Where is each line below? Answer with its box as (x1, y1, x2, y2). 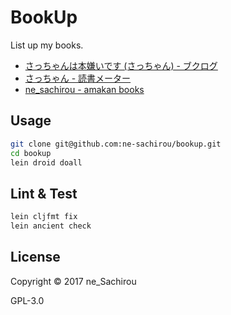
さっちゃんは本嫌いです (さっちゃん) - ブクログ (24, 59, 218, 71)
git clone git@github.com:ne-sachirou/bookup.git (10, 139, 222, 149)
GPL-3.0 (10, 294, 45, 306)
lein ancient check (10, 221, 92, 231)
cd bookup (10, 148, 52, 158)
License (10, 249, 61, 266)
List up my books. (10, 39, 84, 51)
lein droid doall (10, 157, 83, 168)
